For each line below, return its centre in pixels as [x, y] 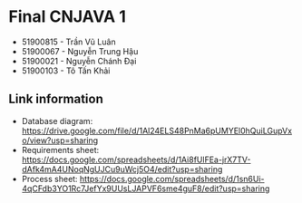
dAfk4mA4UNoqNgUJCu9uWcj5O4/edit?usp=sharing [122, 169]
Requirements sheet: [60, 150]
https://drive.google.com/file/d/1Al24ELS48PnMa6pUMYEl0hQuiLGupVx [156, 130]
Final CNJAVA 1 [67, 17]
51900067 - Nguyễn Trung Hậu [80, 51]
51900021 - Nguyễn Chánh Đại [79, 61]
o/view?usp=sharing [60, 140]
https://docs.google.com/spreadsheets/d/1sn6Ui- [172, 179]
